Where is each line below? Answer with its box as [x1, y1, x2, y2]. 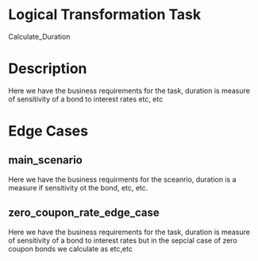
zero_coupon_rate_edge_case [8, 206, 160, 220]
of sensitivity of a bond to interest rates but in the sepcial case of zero [8, 236, 238, 245]
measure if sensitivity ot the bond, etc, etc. [8, 182, 148, 192]
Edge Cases [8, 122, 89, 140]
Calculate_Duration [8, 32, 71, 41]
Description [8, 59, 87, 78]
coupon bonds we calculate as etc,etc [8, 244, 133, 253]
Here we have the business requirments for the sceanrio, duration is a [8, 175, 237, 184]
